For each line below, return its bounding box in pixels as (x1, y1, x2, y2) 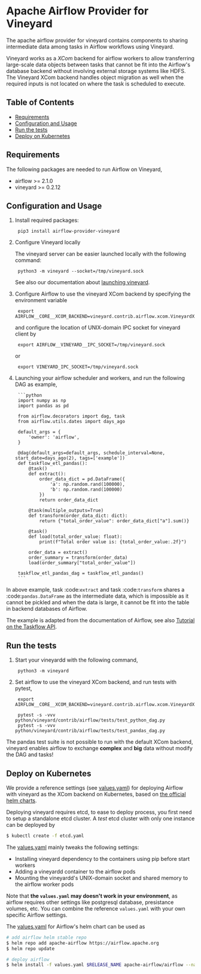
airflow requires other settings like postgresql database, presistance (6, 899, 174, 906)
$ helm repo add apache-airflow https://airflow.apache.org (6, 940, 160, 946)
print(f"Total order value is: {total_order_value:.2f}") (39, 539, 187, 545)
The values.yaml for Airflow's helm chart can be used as (6, 923, 145, 930)
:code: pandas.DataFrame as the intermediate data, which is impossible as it (6, 592, 189, 599)
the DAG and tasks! (6, 751, 54, 758)
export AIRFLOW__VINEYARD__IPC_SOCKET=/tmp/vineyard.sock (17, 342, 166, 348)
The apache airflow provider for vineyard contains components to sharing (6, 36, 188, 44)
